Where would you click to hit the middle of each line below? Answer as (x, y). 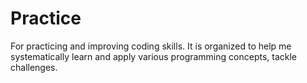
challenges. (34, 67)
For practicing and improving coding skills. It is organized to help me (151, 46)
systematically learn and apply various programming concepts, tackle (154, 56)
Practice (46, 18)
